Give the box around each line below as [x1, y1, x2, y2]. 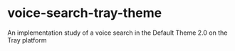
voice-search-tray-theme [7, 5, 162, 21]
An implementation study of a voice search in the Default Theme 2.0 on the [7, 28, 228, 37]
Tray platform [7, 35, 47, 44]
